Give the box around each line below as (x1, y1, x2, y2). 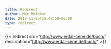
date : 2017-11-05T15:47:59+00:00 (5, 16, 72, 21)
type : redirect (5, 20, 36, 25)
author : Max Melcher (5, 12, 47, 16)
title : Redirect (5, 7, 38, 12)
